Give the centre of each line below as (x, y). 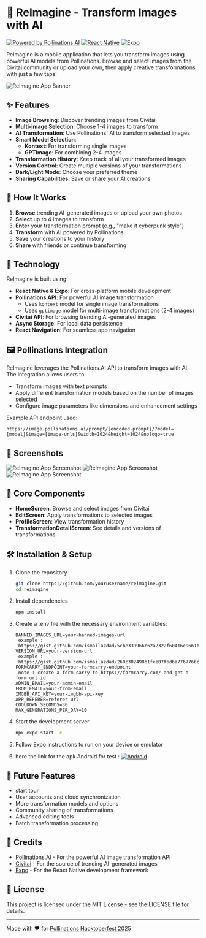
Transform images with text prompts (61, 386)
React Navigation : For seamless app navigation (75, 330)
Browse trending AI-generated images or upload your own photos (99, 212)
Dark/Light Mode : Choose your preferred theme (76, 172)
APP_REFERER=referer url (47, 700)
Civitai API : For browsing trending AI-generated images (86, 317)
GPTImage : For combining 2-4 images (73, 152)
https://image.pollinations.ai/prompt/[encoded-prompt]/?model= (90, 429)
